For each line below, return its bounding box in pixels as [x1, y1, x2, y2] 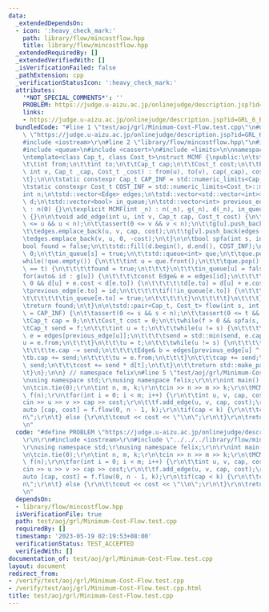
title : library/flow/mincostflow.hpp [22, 42, 149, 50]
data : [8, 11, 26, 20]
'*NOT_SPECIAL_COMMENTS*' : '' [22, 94, 124, 102]
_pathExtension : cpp [15, 71, 84, 79]
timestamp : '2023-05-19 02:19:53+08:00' [15, 533, 152, 541]
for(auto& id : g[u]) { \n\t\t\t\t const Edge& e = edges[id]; [22, 272, 231, 280]
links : [22, 109, 45, 117]
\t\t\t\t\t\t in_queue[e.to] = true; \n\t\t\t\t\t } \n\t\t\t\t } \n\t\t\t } [22, 294, 263, 302]
